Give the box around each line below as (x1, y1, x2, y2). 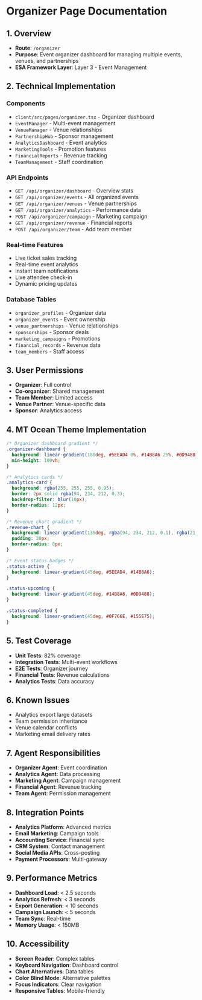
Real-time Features (6, 240, 63, 249)
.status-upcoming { (6, 585, 55, 591)
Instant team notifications (14, 268, 78, 275)
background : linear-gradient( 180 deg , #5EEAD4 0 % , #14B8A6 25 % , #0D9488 (11, 452, 196, 458)
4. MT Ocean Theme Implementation (6, 424, 147, 435)
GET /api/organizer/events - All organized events (14, 193, 139, 200)
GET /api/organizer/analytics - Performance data (14, 206, 142, 213)
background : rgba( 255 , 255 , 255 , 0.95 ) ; (11, 485, 115, 492)
